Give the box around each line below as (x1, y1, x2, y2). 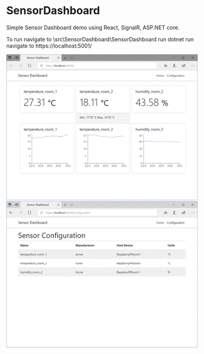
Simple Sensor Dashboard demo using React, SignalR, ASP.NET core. (6, 24, 180, 31)
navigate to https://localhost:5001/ (6, 42, 92, 49)
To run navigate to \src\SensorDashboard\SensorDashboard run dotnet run (6, 35, 194, 43)
